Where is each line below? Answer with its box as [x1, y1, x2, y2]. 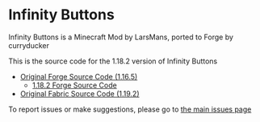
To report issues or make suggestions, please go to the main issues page [8, 104, 252, 114]
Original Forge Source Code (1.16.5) [19, 71, 138, 81]
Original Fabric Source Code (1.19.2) [19, 88, 140, 98]
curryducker [8, 40, 50, 50]
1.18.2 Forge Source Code [31, 80, 117, 90]
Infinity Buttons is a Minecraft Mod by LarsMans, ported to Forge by [8, 32, 234, 42]
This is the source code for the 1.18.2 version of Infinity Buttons [8, 56, 218, 66]
